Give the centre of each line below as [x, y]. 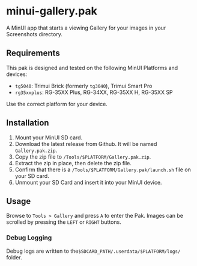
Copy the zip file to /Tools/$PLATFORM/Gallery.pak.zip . [83, 157]
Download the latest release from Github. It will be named [86, 144]
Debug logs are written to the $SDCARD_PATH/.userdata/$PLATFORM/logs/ [93, 251]
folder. [14, 257]
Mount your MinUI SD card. [49, 138]
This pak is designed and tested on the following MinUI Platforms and [92, 68]
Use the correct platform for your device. [57, 104]
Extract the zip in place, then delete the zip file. [73, 163]
